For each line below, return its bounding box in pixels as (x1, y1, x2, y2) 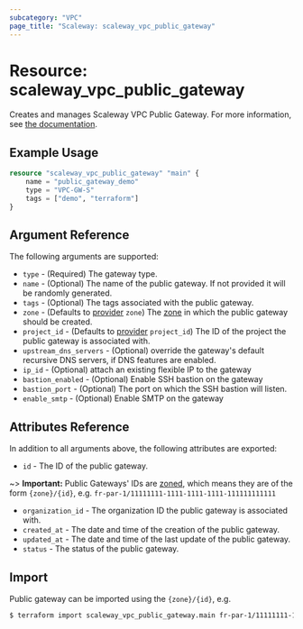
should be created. (22, 316, 93, 327)
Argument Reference (9, 227, 130, 243)
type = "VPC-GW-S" (25, 186, 95, 195)
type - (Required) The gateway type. (22, 269, 158, 279)
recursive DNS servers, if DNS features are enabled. (22, 355, 216, 366)
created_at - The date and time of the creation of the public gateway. (22, 524, 280, 535)
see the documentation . (9, 119, 97, 130)
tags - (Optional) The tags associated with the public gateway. (22, 297, 254, 308)
